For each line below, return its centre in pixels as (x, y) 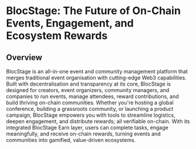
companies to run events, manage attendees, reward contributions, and (92, 96)
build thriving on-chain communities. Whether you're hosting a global (90, 103)
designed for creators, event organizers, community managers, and (88, 90)
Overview (24, 57)
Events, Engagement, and (70, 23)
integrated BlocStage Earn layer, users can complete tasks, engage (87, 128)
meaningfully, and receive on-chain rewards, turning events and (83, 134)
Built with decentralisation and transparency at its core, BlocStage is (89, 84)
